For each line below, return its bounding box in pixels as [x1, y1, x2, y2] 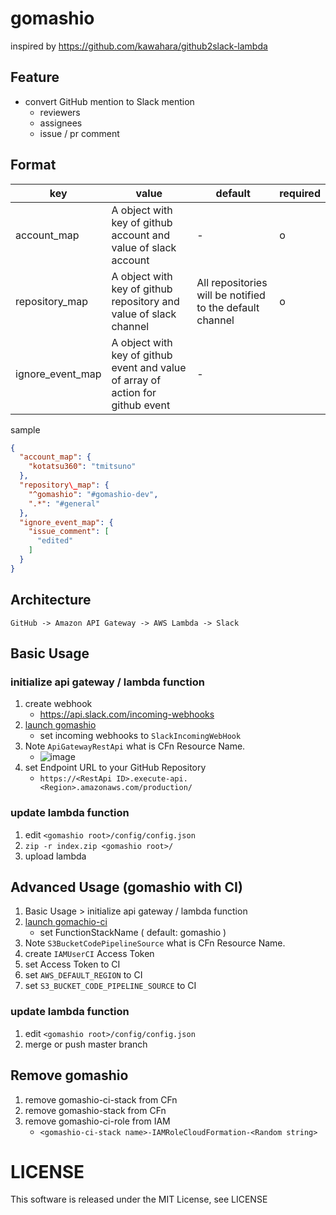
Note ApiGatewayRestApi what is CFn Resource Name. [24, 740, 246, 752]
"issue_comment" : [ [28, 527, 110, 537]
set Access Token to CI [24, 958, 121, 971]
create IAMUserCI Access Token [24, 948, 155, 960]
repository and [111, 294, 180, 308]
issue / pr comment [39, 127, 120, 139]
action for [111, 385, 157, 399]
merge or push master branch [24, 1038, 148, 1050]
